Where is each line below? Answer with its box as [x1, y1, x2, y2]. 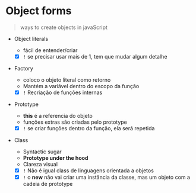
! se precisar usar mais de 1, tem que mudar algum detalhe [23, 53, 167, 60]
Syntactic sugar [23, 148, 62, 155]
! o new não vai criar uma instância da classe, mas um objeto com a [23, 173, 191, 181]
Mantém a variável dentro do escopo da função [23, 83, 140, 89]
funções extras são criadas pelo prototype [23, 118, 127, 126]
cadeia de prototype [23, 181, 73, 188]
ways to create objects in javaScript [20, 24, 108, 31]
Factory [14, 65, 33, 72]
